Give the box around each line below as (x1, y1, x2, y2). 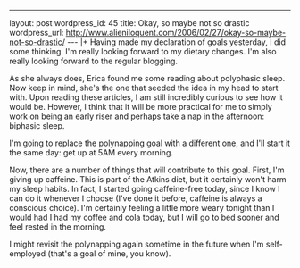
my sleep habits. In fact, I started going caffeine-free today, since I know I (9, 184, 280, 194)
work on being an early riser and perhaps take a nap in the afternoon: (9, 111, 265, 121)
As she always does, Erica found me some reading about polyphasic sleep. (9, 73, 286, 83)
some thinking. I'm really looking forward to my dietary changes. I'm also (9, 46, 277, 56)
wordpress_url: (9, 28, 64, 38)
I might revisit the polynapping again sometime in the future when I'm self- (9, 239, 283, 249)
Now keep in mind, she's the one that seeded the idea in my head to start (9, 82, 279, 93)
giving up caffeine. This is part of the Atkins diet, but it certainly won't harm (9, 174, 287, 184)
